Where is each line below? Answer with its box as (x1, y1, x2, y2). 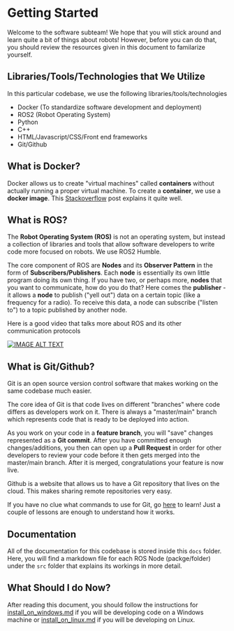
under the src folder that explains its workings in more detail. (7, 562, 182, 570)
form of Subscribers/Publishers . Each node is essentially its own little (7, 268, 210, 277)
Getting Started (7, 5, 99, 21)
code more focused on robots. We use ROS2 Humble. (7, 247, 162, 256)
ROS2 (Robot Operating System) (17, 110, 111, 118)
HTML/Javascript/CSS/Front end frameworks (17, 132, 148, 141)
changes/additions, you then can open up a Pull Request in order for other (7, 443, 222, 452)
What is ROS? (7, 214, 68, 226)
